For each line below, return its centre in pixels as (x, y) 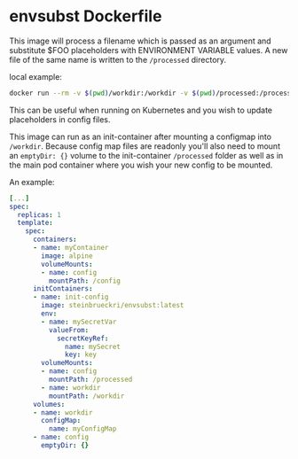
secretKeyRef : (82, 338)
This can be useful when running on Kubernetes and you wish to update (141, 110)
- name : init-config (71, 297)
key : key (81, 355)
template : (35, 223)
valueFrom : (69, 330)
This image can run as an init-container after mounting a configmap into (141, 136)
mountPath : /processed (90, 380)
